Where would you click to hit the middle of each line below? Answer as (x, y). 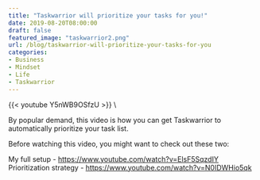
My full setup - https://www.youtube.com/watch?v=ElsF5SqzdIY (113, 159)
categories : (28, 52)
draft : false (30, 30)
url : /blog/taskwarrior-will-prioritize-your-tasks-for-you (110, 45)
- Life (19, 75)
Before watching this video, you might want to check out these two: (119, 144)
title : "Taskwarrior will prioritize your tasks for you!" (108, 15)
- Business (26, 60)
